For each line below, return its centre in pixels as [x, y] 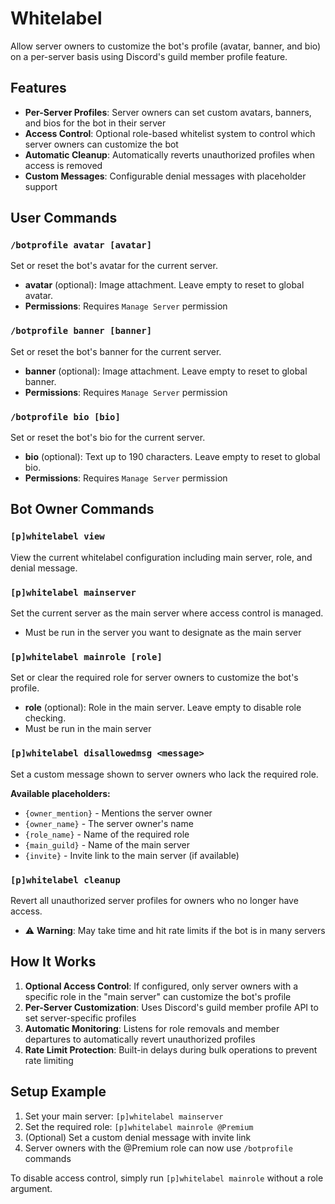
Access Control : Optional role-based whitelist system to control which [170, 133]
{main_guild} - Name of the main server [107, 844]
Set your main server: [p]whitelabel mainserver [124, 1116]
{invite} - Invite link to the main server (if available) [132, 855]
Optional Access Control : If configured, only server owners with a [161, 986]
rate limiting [49, 1060]
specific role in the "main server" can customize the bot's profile [158, 996]
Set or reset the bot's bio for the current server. [108, 438]
